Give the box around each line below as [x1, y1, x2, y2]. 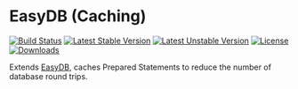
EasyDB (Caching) [9, 6, 147, 26]
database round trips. [9, 70, 88, 81]
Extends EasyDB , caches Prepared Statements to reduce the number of [9, 62, 271, 72]
